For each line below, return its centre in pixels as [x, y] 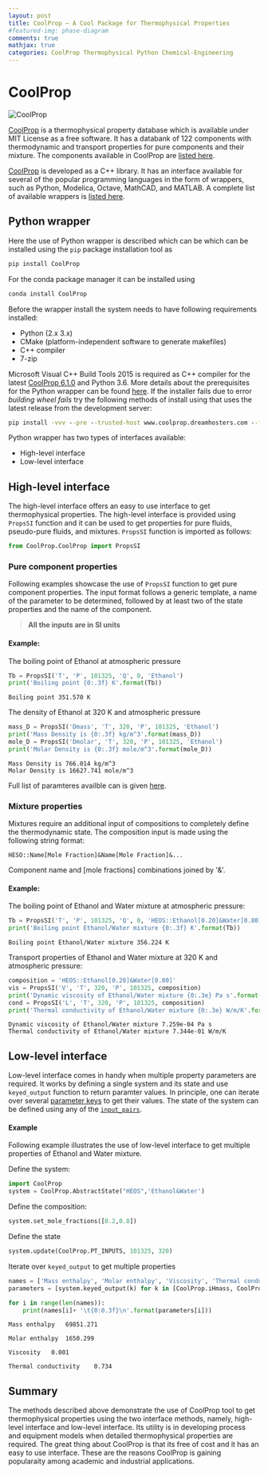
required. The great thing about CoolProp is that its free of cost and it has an [134, 1444]
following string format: [47, 840]
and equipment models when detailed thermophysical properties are [121, 1436]
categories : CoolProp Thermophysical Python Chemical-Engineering [121, 53]
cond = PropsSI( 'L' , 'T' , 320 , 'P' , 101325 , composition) [106, 1003]
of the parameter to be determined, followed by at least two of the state [126, 601]
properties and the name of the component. [80, 610]
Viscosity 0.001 [39, 1353]
